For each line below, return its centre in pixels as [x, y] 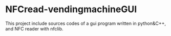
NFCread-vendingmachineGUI [71, 9]
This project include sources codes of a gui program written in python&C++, [86, 23]
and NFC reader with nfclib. [34, 28]
